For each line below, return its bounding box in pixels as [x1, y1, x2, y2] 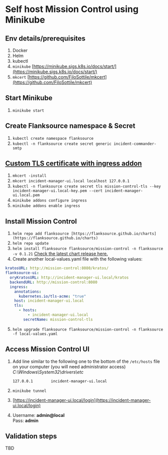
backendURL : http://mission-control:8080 [10, 280, 98, 285]
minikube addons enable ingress [12, 203, 80, 208]
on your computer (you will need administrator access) [12, 363, 126, 369]
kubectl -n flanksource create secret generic [12, 141, 112, 146]
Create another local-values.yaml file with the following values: [12, 256, 143, 262]
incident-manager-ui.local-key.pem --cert [12, 188, 103, 193]
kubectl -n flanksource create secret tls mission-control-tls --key [12, 184, 161, 189]
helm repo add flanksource [12, 232, 69, 237]
